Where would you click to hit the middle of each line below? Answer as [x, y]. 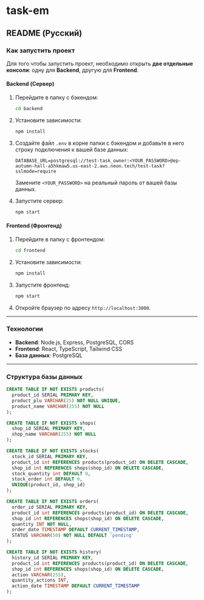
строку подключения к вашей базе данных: [72, 149]
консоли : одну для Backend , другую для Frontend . [73, 70]
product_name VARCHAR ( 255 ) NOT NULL [58, 406]
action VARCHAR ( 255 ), [39, 575]
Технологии [25, 329]
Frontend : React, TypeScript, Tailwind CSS [69, 349]
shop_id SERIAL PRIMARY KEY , [49, 429]
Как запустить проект [41, 51]
